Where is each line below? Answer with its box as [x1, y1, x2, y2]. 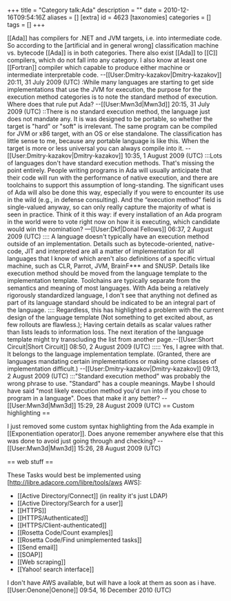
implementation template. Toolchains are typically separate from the [7, 277, 201, 284]
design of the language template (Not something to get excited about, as [7, 313, 214, 321]
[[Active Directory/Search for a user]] [17, 499, 123, 507]
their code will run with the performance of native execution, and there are [7, 174, 219, 182]
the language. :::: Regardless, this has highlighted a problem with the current [7, 306, 224, 314]
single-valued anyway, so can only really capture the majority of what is [7, 203, 212, 211]
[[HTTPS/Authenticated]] [17, 514, 88, 521]
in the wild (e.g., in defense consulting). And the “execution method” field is [7, 196, 222, 203]
